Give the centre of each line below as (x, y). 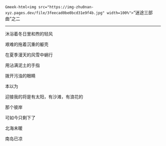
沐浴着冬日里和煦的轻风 (29, 34)
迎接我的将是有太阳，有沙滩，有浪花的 (44, 97)
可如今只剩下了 (20, 118)
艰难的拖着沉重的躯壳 (27, 44)
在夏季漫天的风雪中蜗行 (29, 55)
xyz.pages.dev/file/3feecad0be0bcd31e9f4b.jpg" (55, 13)
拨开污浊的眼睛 (20, 76)
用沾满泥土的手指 (22, 65)
